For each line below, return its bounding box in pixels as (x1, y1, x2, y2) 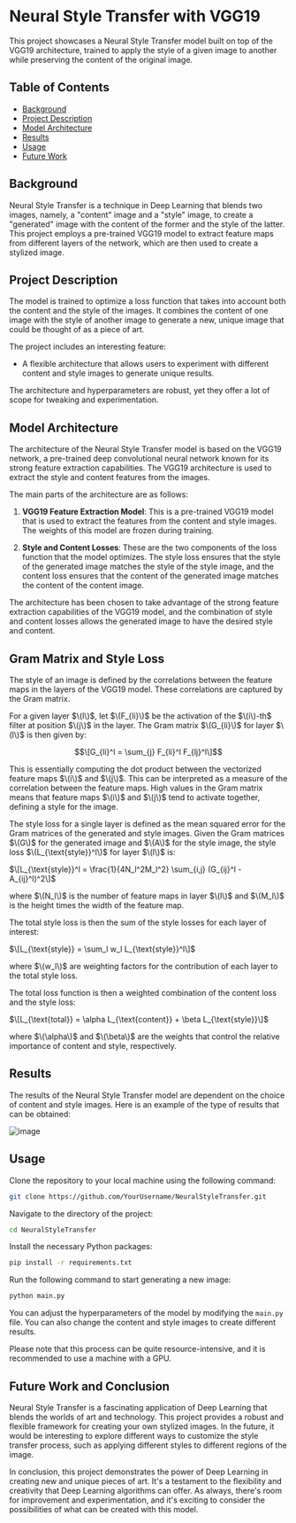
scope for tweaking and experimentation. (9, 394, 159, 405)
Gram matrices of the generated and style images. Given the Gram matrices (9, 828, 285, 838)
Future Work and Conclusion (9, 1379, 171, 1394)
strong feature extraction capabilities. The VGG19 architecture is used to (9, 462, 272, 473)
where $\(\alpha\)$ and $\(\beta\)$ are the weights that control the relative (9, 1031, 280, 1042)
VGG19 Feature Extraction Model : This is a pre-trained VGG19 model (21, 507, 274, 517)
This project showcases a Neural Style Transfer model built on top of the (9, 35, 274, 46)
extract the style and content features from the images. (9, 472, 210, 483)
